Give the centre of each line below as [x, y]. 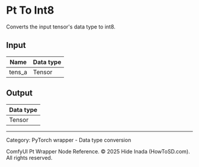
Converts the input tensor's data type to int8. [61, 27]
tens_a [18, 72]
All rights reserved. [29, 158]
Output [19, 93]
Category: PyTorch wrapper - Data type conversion [69, 140]
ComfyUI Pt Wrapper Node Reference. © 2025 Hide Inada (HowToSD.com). [98, 151]
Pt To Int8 [30, 10]
